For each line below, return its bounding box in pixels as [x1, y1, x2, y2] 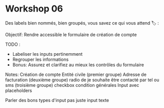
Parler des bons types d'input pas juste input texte [5, 97, 109, 103]
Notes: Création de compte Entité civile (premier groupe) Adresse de [5, 71, 146, 77]
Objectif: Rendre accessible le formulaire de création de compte [5, 31, 137, 38]
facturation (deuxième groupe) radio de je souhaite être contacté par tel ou [5, 76, 159, 83]
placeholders [5, 87, 32, 93]
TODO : [5, 41, 21, 47]
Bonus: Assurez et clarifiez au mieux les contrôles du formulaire [12, 61, 144, 68]
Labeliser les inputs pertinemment [12, 51, 83, 57]
